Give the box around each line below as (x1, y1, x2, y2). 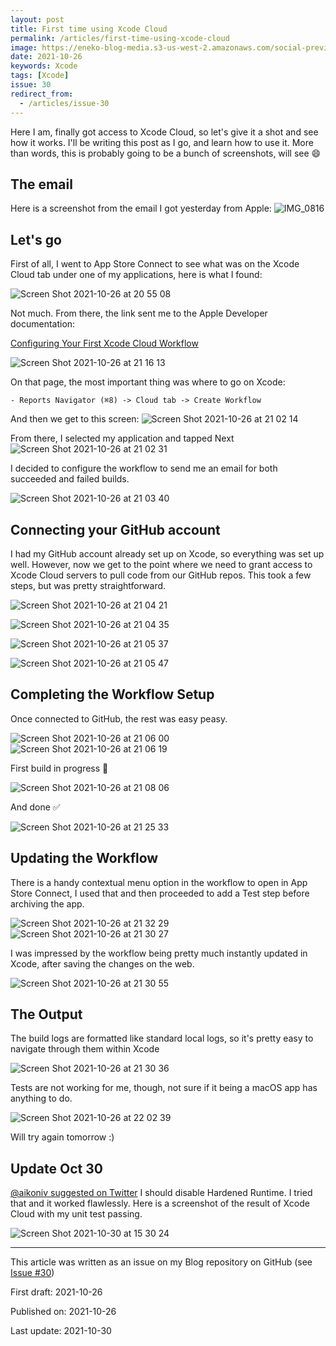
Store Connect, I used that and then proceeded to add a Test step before (10, 887, 310, 899)
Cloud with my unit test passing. (10, 1208, 143, 1220)
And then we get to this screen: (10, 413, 140, 425)
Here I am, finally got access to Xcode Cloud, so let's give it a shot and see (10, 126, 319, 138)
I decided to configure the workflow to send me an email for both (10, 462, 278, 475)
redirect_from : (10, 89, 74, 99)
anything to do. (10, 1092, 73, 1105)
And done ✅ (10, 801, 61, 813)
